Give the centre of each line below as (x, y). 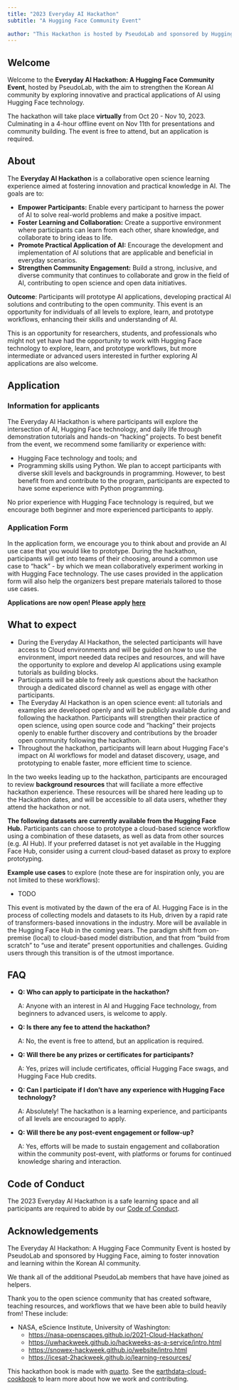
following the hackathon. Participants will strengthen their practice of (119, 717)
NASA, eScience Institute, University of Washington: (94, 1327)
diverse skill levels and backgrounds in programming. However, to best (121, 473)
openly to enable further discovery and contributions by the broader (117, 733)
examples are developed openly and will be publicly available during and (124, 710)
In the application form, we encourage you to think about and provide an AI (117, 543)
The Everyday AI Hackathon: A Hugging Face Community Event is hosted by (119, 1248)
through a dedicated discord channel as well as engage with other (115, 687)
